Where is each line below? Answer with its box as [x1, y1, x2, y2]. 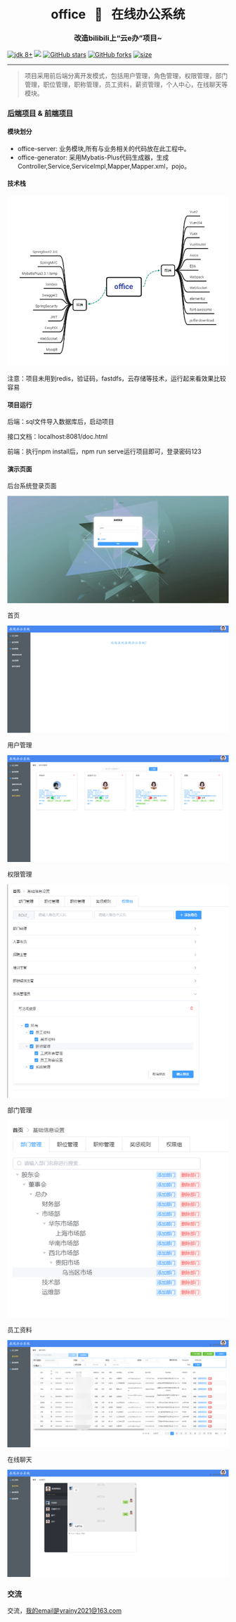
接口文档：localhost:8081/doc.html [7, 432, 108, 441]
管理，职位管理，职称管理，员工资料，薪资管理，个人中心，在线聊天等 [24, 80, 228, 89]
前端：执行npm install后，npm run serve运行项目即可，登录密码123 [7, 447, 202, 456]
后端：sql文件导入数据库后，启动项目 [7, 418, 114, 426]
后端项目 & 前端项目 [7, 108, 74, 118]
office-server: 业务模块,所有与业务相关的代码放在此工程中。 [17, 144, 191, 153]
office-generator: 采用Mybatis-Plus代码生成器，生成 [17, 153, 169, 162]
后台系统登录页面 [7, 482, 57, 490]
